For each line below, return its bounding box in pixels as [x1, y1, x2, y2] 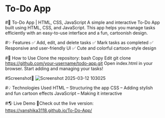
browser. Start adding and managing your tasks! [5, 65, 103, 71]
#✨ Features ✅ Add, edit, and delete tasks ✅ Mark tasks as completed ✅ [5, 39, 154, 45]
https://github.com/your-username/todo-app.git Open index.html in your [5, 60, 153, 66]
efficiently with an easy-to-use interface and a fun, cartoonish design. [5, 30, 148, 36]
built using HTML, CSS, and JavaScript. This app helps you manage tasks [5, 24, 156, 30]
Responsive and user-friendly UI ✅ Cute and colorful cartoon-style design [5, 45, 157, 51]
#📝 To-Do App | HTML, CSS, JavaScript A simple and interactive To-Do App [5, 19, 160, 25]
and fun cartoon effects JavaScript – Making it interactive [5, 90, 122, 96]
